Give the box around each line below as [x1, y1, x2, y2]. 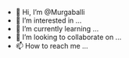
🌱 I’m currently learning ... [15, 24, 99, 33]
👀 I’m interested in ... [15, 16, 82, 25]
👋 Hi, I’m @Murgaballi [15, 8, 85, 16]
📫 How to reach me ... [15, 42, 88, 50]
